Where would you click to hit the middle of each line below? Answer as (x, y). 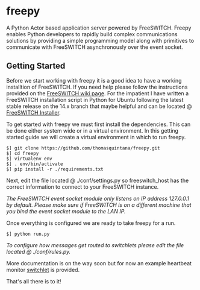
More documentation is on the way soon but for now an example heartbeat (99, 263)
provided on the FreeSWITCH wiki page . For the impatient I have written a (98, 93)
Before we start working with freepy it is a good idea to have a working (94, 80)
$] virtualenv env (29, 159)
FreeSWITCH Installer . (34, 112)
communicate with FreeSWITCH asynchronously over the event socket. (95, 47)
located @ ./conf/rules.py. (39, 251)
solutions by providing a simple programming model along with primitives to (100, 40)
